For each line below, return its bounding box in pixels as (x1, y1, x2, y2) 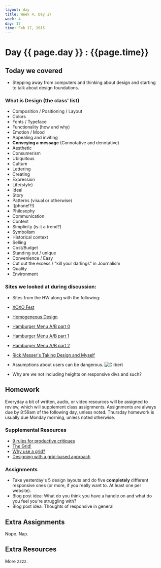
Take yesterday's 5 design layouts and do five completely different (12, 477, 149, 483)
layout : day (5, 7, 30, 12)
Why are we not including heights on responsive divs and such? (12, 371, 142, 377)
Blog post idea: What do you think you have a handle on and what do (12, 493, 152, 499)
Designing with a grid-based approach (12, 453, 91, 459)
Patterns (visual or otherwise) (12, 198, 72, 203)
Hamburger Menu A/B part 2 (12, 342, 70, 348)
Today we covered (5, 66, 63, 75)
